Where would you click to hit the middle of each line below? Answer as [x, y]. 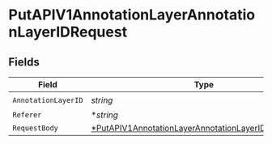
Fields [24, 62]
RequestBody [36, 128]
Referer [27, 115]
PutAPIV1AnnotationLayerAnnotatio [132, 15]
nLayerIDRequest [68, 32]
